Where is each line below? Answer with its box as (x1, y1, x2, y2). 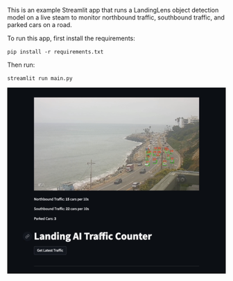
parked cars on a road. (7, 21, 73, 29)
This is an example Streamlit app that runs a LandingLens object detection (7, 6, 219, 14)
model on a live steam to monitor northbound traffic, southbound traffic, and (7, 13, 225, 22)
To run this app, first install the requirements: (7, 34, 135, 42)
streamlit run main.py (7, 75, 73, 82)
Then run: (7, 61, 35, 69)
